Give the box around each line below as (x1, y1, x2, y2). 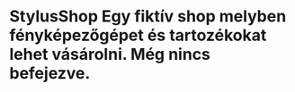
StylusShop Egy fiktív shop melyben (9, 6, 287, 27)
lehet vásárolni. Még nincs (9, 45, 211, 64)
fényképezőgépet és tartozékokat (9, 25, 267, 46)
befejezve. (9, 63, 91, 84)
